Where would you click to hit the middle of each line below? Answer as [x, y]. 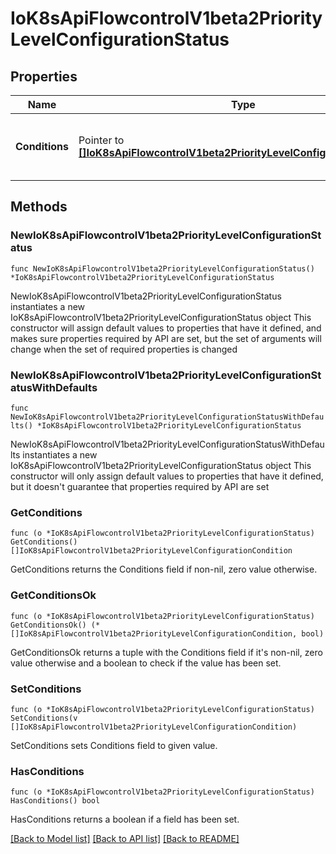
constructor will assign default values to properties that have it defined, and [166, 328]
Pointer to [101, 140]
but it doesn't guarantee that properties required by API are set [140, 486]
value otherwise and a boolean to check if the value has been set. [146, 663]
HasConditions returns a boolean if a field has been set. [125, 819]
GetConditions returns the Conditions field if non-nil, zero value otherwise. [164, 569]
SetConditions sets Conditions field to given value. [114, 745]
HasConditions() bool [55, 801]
